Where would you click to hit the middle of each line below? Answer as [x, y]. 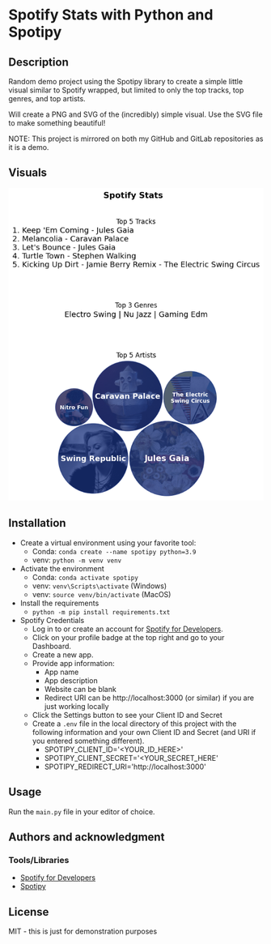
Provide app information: [73, 663]
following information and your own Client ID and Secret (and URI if [144, 732]
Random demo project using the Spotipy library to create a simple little [126, 81]
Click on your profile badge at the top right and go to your [128, 637]
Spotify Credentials [52, 620]
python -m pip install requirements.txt [101, 612]
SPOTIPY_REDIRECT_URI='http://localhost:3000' [125, 767]
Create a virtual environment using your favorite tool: [108, 542]
